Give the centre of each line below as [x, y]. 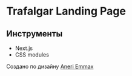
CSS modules [32, 55]
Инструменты [35, 34]
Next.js [24, 48]
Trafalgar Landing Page [66, 11]
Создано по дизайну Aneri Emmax [50, 66]
